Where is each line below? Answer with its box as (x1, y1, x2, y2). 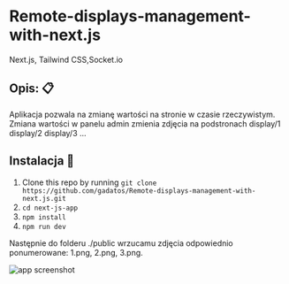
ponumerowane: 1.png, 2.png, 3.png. (9, 247, 143, 257)
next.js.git (21, 194, 66, 203)
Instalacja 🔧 (9, 153, 75, 169)
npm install (21, 212, 66, 222)
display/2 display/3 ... (9, 127, 87, 138)
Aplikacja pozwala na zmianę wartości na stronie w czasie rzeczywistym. (9, 109, 276, 119)
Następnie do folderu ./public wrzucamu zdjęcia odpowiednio (9, 237, 234, 249)
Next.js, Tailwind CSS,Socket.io (9, 54, 124, 65)
